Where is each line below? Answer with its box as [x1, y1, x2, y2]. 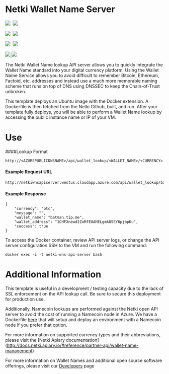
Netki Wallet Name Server [5, 4, 115, 15]
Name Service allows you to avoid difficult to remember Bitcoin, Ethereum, [5, 72, 159, 79]
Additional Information [5, 269, 102, 280]
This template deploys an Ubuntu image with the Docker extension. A [5, 98, 149, 104]
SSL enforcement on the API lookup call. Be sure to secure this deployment [5, 291, 161, 297]
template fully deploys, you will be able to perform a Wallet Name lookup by [5, 109, 162, 115]
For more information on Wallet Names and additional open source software [5, 357, 162, 363]
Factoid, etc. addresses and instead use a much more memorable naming [5, 78, 157, 84]
